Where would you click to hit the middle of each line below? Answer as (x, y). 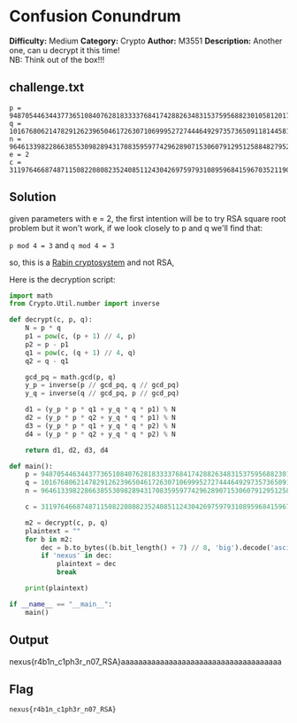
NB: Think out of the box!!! (57, 59)
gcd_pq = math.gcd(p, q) (71, 377)
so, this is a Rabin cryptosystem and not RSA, (92, 262)
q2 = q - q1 (47, 361)
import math (31, 295)
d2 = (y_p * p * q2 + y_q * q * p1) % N (100, 418)
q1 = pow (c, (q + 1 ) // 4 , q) (81, 353)
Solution (33, 197)
